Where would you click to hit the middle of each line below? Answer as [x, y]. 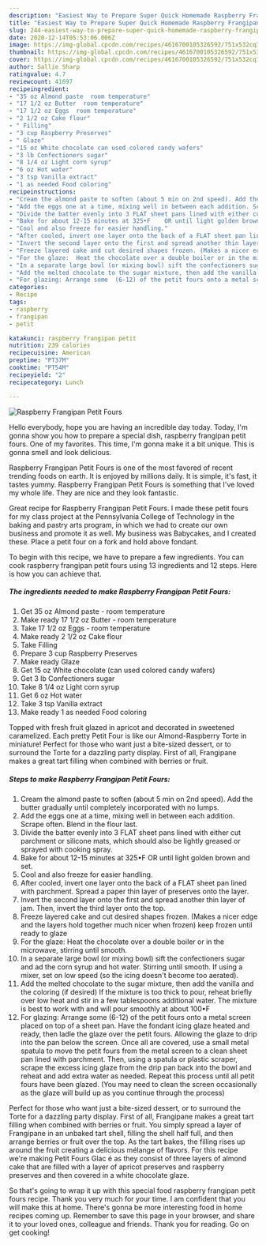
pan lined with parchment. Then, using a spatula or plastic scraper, [129, 1059]
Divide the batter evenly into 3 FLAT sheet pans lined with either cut [131, 833]
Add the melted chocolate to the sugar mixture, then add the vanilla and [137, 984]
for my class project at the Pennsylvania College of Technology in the [122, 516]
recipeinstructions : [43, 192]
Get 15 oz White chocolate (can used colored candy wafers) [118, 670]
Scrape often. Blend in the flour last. [79, 824]
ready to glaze [44, 934]
